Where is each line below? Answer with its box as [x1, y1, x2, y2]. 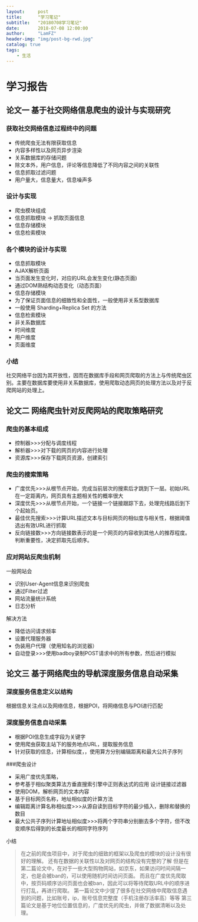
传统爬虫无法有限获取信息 [14, 139, 77, 146]
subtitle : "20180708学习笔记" [6, 20, 82, 25]
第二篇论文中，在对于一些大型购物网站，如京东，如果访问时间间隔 [20, 865, 181, 872]
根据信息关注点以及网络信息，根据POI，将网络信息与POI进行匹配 [6, 702, 163, 710]
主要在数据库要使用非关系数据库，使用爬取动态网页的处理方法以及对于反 [16, 379, 192, 386]
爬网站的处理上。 [6, 387, 48, 394]
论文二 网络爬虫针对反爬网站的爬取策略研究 [6, 406, 163, 416]
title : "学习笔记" [6, 14, 61, 20]
